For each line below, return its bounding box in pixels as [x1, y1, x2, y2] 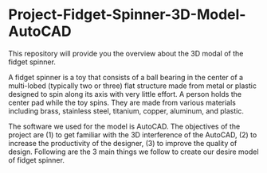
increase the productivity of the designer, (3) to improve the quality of [8, 138, 238, 148]
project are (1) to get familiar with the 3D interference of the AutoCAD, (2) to [8, 129, 257, 140]
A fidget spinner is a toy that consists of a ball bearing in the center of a [8, 72, 244, 82]
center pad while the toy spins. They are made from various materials [8, 98, 237, 107]
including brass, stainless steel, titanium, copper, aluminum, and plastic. [8, 106, 245, 116]
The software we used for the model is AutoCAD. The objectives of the [8, 121, 241, 131]
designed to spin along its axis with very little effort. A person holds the [8, 89, 241, 98]
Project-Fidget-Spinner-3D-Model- [8, 6, 246, 24]
